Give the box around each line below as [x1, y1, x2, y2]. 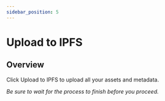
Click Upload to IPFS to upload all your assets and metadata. [6, 76, 159, 83]
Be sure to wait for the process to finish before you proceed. [6, 88, 159, 95]
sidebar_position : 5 [6, 9, 59, 15]
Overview [6, 59, 45, 70]
